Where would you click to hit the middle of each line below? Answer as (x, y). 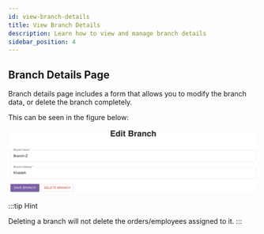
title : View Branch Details (55, 25)
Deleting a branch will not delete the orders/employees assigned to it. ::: (125, 221)
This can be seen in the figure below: (68, 118)
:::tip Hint (23, 206)
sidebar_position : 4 (42, 42)
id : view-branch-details (49, 17)
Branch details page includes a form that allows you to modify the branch (128, 94)
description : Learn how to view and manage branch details (107, 33)
